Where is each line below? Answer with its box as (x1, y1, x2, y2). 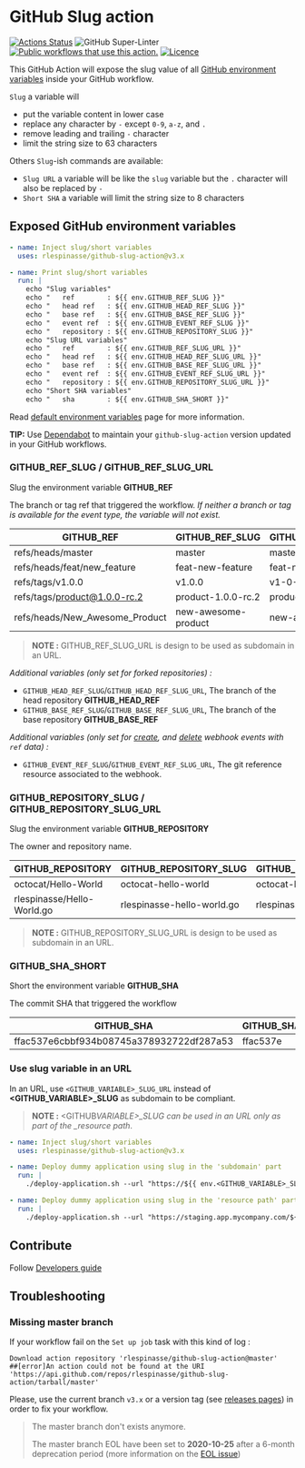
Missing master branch (9, 1315, 113, 1328)
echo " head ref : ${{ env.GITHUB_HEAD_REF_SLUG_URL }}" (25, 352, 261, 361)
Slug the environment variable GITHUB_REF (9, 481, 173, 492)
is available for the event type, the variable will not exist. (9, 509, 221, 520)
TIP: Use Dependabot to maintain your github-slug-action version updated (9, 429, 291, 440)
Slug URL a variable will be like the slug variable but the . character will (22, 173, 288, 184)
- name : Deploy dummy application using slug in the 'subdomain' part (9, 1162, 282, 1171)
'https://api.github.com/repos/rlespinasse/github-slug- (9, 1370, 230, 1380)
